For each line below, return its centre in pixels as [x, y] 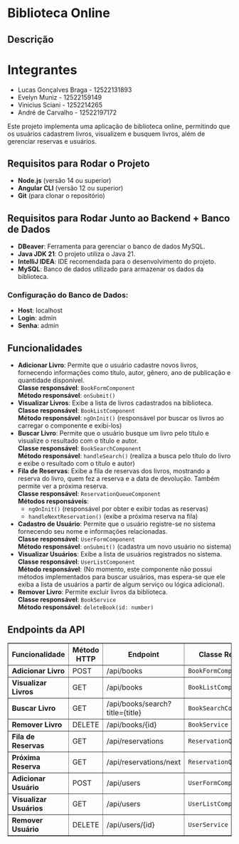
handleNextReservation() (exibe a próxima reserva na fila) [113, 517]
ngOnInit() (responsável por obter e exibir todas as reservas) [118, 509]
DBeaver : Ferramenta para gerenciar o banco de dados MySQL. [111, 246]
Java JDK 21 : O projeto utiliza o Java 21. [76, 254]
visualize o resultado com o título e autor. [78, 441]
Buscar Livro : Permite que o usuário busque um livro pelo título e [113, 433]
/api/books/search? [139, 704]
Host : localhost [40, 310]
